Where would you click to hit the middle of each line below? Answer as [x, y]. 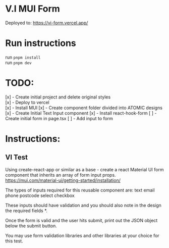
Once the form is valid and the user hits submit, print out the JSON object [81, 220]
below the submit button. [31, 226]
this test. [14, 241]
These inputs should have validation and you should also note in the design [83, 205]
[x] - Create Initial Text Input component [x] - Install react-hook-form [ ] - [81, 113]
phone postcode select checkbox [40, 195]
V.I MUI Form [33, 9]
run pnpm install [23, 57]
